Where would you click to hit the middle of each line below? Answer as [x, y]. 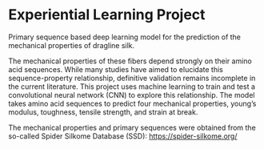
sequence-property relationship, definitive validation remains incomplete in [132, 78]
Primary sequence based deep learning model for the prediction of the [125, 37]
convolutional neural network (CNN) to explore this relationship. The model [132, 95]
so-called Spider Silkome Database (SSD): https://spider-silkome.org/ [123, 136]
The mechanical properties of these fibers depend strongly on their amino [130, 61]
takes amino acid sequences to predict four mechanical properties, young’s [132, 103]
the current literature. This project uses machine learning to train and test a [132, 87]
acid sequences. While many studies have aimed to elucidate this [116, 69]
